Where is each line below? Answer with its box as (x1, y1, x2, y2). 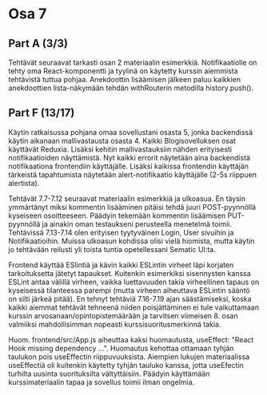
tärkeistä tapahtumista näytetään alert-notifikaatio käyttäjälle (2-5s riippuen (8, 169, 257, 180)
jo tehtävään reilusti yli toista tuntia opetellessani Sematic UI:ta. (8, 244, 216, 254)
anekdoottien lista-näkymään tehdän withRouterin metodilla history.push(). (8, 83, 254, 93)
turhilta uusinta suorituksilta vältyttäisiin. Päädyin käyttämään (8, 369, 210, 378)
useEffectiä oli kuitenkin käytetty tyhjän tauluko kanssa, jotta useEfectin (8, 360, 244, 369)
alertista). (8, 178, 40, 188)
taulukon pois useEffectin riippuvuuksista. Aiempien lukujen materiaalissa (8, 352, 250, 361)
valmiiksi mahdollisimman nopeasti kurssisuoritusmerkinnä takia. (8, 319, 221, 329)
